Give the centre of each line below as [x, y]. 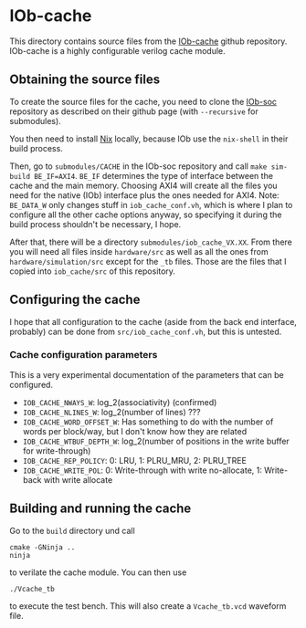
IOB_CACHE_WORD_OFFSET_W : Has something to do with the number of [148, 422]
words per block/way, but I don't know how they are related [135, 431]
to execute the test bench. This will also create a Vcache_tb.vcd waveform [148, 606]
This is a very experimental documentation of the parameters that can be [147, 374]
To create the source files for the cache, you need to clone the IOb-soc [143, 101]
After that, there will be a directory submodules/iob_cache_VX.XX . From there [151, 242]
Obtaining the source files [85, 80]
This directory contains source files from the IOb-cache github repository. [148, 41]
